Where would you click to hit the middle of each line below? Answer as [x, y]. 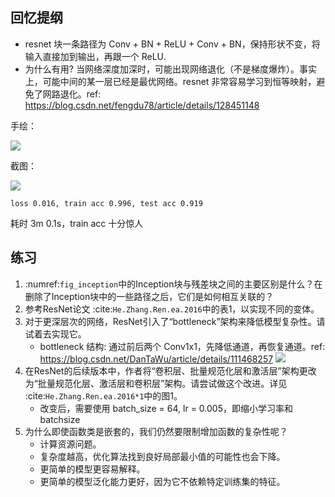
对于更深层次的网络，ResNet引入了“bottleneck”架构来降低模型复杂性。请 [175, 321]
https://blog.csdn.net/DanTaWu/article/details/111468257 [156, 359]
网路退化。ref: [72, 94]
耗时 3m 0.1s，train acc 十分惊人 [77, 223]
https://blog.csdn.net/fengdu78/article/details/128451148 [142, 105]
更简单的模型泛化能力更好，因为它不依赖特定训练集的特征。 [162, 481]
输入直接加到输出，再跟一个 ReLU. [95, 56]
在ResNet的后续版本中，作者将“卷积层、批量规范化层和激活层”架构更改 [170, 370]
